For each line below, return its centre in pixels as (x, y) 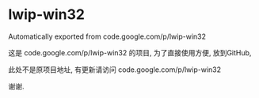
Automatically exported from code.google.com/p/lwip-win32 (107, 36)
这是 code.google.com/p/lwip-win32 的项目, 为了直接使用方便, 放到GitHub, (130, 52)
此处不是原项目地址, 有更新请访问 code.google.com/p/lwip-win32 (115, 70)
